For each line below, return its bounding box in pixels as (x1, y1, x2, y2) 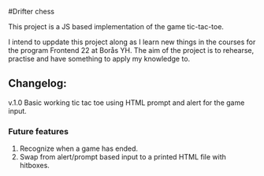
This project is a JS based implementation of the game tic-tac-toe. (8, 22, 225, 31)
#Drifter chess (8, 7, 55, 16)
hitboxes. (19, 161, 50, 170)
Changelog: (8, 77, 67, 90)
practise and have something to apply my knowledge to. (8, 54, 191, 63)
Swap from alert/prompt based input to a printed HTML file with (19, 152, 227, 162)
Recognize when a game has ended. (19, 144, 138, 153)
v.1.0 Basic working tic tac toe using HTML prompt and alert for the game (8, 98, 245, 107)
